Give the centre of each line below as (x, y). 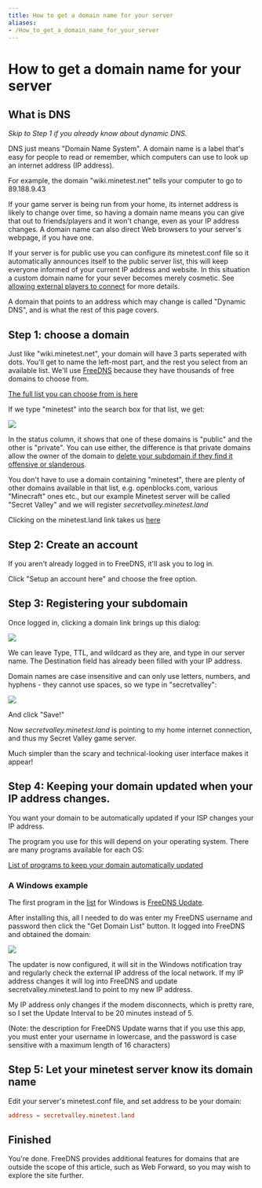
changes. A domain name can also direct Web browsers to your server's (125, 230)
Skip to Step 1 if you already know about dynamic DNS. (98, 134)
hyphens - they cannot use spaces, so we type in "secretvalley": (113, 684)
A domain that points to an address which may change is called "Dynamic (127, 302)
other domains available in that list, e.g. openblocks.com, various (113, 488)
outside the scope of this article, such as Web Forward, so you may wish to (129, 1167)
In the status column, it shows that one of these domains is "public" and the (130, 439)
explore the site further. (46, 1175)
